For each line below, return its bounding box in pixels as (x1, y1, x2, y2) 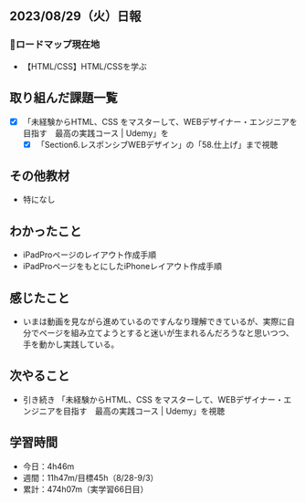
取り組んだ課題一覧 (9, 90, 118, 106)
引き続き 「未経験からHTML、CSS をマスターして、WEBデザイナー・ (22, 393, 284, 404)
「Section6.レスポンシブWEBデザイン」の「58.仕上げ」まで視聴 (36, 139, 279, 150)
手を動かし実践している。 (22, 339, 120, 350)
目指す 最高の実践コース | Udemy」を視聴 (62, 405, 226, 416)
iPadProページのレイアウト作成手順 (22, 249, 157, 260)
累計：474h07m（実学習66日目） (22, 483, 149, 495)
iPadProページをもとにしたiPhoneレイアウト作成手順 (22, 261, 222, 272)
